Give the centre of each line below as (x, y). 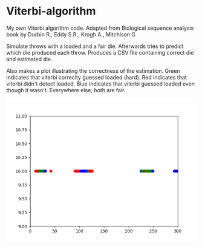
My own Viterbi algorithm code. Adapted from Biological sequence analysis (100, 28)
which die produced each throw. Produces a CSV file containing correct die (100, 52)
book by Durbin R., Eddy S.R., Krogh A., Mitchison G (71, 34)
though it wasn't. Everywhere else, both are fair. (66, 90)
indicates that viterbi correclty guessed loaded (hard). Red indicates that (97, 77)
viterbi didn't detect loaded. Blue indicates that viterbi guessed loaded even (101, 84)
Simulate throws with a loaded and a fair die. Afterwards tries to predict (95, 46)
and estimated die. (29, 59)
